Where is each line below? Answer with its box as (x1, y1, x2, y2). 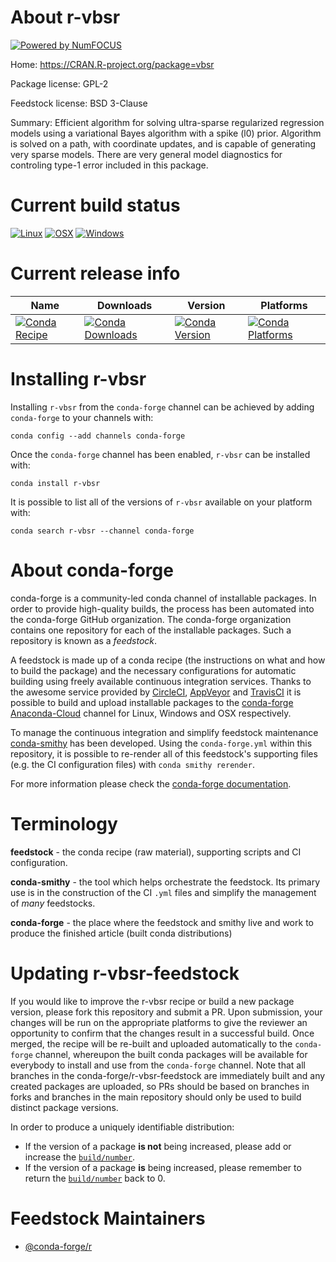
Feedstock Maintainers (10, 1207, 206, 1230)
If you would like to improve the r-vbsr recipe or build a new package (10, 995, 295, 1007)
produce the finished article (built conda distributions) (10, 927, 233, 939)
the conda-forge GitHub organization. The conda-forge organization (10, 613, 292, 625)
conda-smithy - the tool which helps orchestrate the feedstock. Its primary (10, 876, 321, 888)
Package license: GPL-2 (10, 77, 109, 90)
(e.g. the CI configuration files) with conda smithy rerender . (10, 758, 255, 770)
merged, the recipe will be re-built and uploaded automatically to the (10, 1037, 293, 1050)
